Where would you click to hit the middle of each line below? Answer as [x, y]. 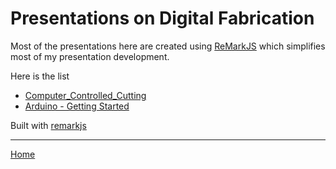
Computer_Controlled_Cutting [85, 95]
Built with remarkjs [48, 125]
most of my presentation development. [90, 56]
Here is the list [40, 76]
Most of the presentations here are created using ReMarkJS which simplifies [168, 46]
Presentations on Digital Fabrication [162, 18]
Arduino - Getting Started [77, 106]
